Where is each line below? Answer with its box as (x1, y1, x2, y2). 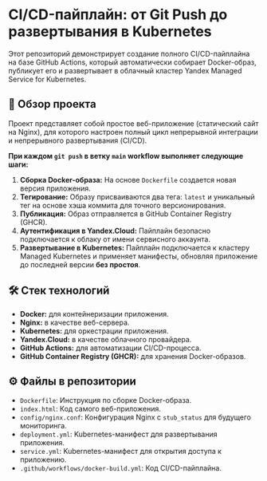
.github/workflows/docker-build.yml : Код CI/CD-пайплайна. (19, 463, 222, 473)
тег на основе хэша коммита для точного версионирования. (19, 200, 226, 210)
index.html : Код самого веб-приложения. (19, 404, 162, 414)
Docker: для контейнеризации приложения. (19, 309, 169, 318)
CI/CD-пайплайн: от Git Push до (8, 6, 228, 24)
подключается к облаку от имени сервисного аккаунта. (19, 234, 211, 244)
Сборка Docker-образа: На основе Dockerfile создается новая (19, 175, 237, 184)
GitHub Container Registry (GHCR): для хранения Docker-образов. (19, 351, 246, 361)
